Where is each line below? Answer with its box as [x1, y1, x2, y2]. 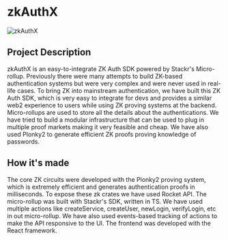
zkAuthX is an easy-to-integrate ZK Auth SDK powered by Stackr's [7, 64, 195, 72]
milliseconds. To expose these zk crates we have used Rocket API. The [7, 189, 207, 198]
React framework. [7, 226, 57, 235]
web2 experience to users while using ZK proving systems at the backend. [7, 101, 217, 109]
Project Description [7, 46, 91, 58]
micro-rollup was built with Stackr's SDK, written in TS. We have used [7, 197, 203, 205]
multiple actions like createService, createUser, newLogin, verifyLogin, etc [7, 204, 216, 213]
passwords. [7, 137, 40, 146]
